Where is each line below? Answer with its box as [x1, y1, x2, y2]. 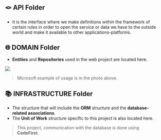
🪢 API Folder [5, 3, 45, 12]
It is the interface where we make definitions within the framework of [12, 19, 150, 25]
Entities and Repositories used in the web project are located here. [12, 56, 147, 62]
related [12, 110, 27, 116]
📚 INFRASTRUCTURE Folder [5, 90, 93, 98]
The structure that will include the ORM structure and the [12, 105, 126, 111]
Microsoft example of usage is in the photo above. [17, 75, 118, 81]
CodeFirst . [17, 130, 39, 136]
